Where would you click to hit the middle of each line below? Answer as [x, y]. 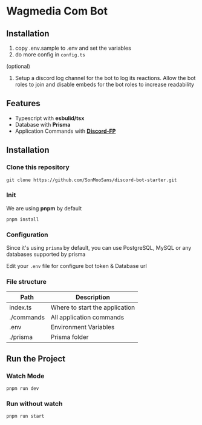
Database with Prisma [43, 124]
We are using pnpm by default [44, 208]
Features [23, 103]
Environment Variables [83, 327]
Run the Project [36, 359]
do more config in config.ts [50, 55]
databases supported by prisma [46, 254]
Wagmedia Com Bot [57, 11]
